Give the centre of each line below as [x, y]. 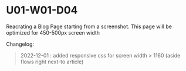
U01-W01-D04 [42, 10]
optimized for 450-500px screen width [53, 32]
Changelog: [20, 44]
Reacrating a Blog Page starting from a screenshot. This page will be [89, 26]
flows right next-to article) [52, 62]
